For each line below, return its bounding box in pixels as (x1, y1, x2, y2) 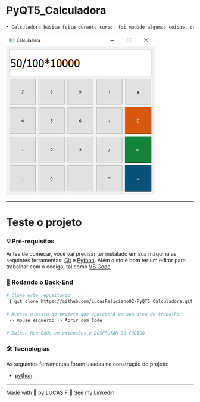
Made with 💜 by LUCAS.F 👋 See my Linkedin (6, 389, 115, 397)
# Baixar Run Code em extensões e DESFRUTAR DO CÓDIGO (6, 330, 145, 336)
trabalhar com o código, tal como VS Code (6, 263, 111, 270)
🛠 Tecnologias (6, 344, 51, 352)
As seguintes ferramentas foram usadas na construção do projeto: (6, 360, 169, 367)
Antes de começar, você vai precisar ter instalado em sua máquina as (6, 251, 177, 258)
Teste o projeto (6, 216, 82, 229)
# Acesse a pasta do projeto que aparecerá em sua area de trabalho (6, 311, 180, 317)
